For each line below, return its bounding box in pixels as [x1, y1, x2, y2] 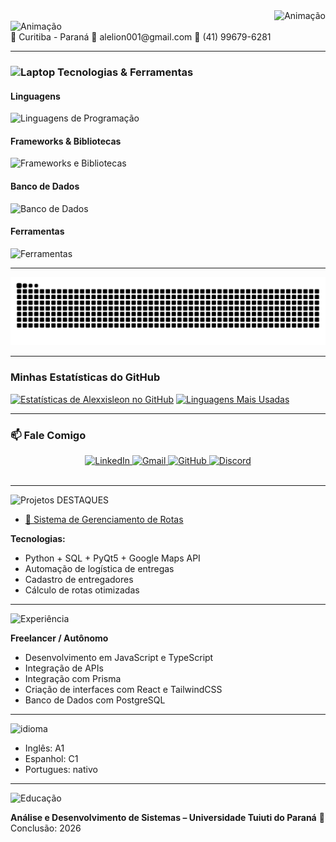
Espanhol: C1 [24, 753, 79, 765]
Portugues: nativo [24, 764, 98, 776]
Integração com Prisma [24, 673, 122, 685]
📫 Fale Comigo [10, 428, 87, 442]
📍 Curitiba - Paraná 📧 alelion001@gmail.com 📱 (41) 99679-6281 [10, 31, 272, 43]
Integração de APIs [24, 662, 104, 674]
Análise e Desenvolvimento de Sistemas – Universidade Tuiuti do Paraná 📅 [10, 812, 325, 824]
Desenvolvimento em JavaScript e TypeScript [24, 652, 214, 664]
